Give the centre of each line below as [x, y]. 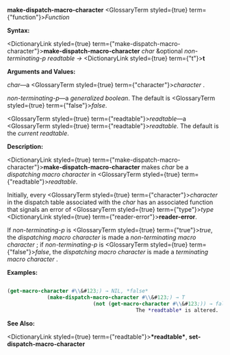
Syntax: [18, 30]
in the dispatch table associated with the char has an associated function [110, 202]
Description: [25, 146]
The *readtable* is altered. [177, 310]
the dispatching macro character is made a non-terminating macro [102, 237]
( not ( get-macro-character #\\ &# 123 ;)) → [153, 304]
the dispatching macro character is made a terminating [130, 252]
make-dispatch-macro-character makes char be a [116, 167]
